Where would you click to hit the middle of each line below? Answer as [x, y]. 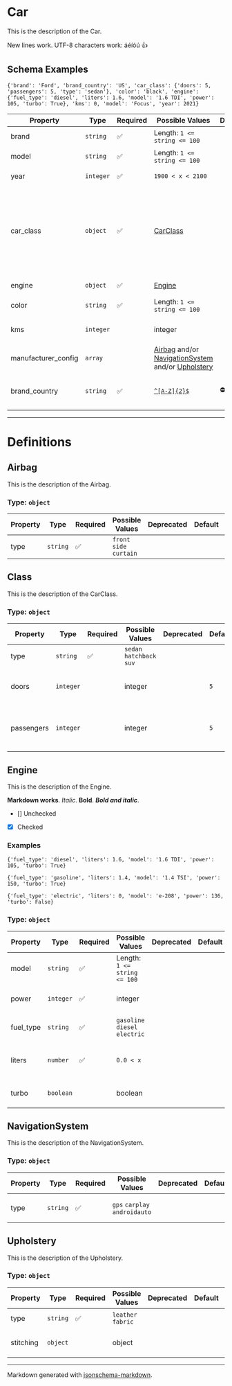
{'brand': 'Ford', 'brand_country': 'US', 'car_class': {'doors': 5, [109, 85]
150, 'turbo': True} [37, 884]
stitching [25, 1342]
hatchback [140, 656]
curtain [125, 554]
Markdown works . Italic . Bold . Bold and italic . [73, 800]
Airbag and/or [176, 349]
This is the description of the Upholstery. [65, 1258]
